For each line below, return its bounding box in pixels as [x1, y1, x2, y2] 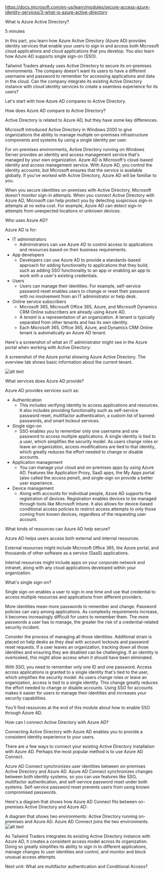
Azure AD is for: [5, 227, 37, 233]
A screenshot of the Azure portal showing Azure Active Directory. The [5, 354, 146, 360]
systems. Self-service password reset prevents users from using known [5, 784, 150, 790]
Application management [12, 459, 63, 465]
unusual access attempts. [5, 854, 57, 860]
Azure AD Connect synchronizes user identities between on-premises [5, 764, 145, 769]
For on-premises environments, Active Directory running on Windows [5, 147, 145, 152]
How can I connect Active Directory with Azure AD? [5, 720, 109, 725]
